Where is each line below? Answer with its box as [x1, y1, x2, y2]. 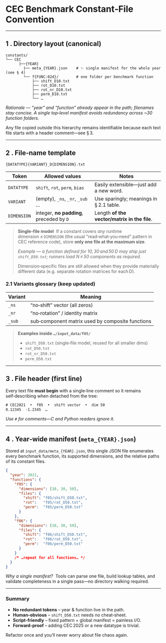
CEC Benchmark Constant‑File [5, 3, 133, 15]
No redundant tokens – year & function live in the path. [12, 606, 125, 612]
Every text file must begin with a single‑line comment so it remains [5, 387, 141, 393]
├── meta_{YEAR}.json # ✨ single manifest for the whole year [23, 66, 161, 71]
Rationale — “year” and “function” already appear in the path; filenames [5, 105, 154, 111]
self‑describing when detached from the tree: [5, 393, 98, 399]
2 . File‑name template [5, 149, 76, 157]
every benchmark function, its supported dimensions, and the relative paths [5, 453, 160, 459]
